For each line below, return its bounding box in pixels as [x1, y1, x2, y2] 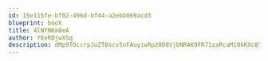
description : [8, 41, 52, 49]
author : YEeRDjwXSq [8, 33, 73, 42]
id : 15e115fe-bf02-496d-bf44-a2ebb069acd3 [8, 11, 152, 20]
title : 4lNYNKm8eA [8, 26, 69, 34]
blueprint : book [8, 19, 62, 27]
